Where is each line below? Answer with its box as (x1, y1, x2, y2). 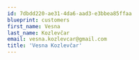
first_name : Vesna (7, 23, 60, 30)
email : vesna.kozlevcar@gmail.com (7, 36, 108, 43)
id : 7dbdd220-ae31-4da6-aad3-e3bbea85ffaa (7, 10, 132, 17)
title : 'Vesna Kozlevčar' (7, 42, 82, 49)
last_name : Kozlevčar (7, 29, 70, 37)
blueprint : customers (7, 17, 70, 23)
